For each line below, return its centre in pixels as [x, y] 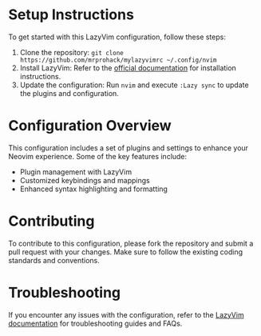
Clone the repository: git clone [71, 52]
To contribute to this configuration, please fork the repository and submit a [131, 243]
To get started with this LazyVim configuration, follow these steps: [117, 37]
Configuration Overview [90, 126]
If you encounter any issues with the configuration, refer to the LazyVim [127, 314]
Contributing [51, 221]
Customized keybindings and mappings [85, 180]
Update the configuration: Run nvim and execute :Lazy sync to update [134, 85]
